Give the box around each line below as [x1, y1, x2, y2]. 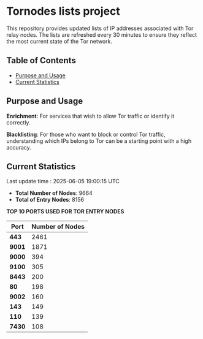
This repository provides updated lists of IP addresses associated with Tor [6, 25, 194, 32]
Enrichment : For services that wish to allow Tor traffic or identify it [6, 112, 175, 120]
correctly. [6, 118, 31, 126]
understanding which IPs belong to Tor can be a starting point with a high [6, 137, 192, 145]
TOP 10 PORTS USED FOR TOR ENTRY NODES [6, 208, 124, 215]
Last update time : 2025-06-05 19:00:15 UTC [6, 178, 120, 185]
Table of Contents [6, 55, 77, 66]
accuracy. [6, 143, 32, 151]
